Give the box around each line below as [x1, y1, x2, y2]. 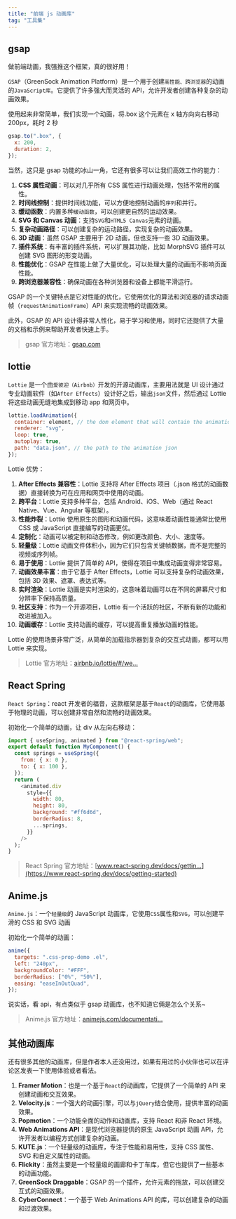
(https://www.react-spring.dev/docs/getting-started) [25, 870, 177, 878]
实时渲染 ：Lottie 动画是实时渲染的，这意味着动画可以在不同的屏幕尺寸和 [18, 585, 227, 593]
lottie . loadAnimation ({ [8, 412, 78, 419]
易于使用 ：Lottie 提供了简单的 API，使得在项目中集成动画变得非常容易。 [18, 558, 226, 567]
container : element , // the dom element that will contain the [14, 418, 202, 425]
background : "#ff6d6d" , [33, 809, 102, 816]
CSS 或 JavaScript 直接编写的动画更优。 [18, 523, 135, 531]
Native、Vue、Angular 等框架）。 [18, 505, 113, 514]
